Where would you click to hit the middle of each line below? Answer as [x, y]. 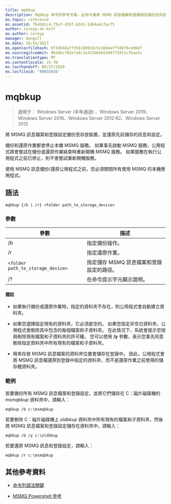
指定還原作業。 [105, 253]
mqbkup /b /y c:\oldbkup [32, 435]
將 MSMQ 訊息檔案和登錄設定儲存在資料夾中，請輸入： [63, 426]
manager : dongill [24, 39]
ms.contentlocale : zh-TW [32, 62]
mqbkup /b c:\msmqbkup [29, 409]
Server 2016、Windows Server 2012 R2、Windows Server [99, 118]
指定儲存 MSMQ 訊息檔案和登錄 [124, 262]
